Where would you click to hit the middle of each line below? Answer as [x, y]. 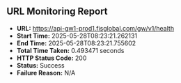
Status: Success [40, 65]
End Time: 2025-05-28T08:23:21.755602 [76, 43]
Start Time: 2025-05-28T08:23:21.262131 [77, 36]
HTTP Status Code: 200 [52, 58]
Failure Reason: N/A [46, 73]
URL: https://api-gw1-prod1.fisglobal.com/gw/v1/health [95, 28]
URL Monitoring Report [57, 12]
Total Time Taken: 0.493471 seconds [70, 50]
